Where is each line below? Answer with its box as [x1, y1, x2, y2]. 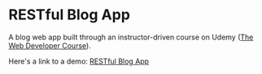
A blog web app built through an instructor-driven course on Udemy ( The [8, 32, 254, 42]
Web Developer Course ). [8, 40, 91, 50]
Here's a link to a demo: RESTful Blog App [8, 56, 149, 66]
